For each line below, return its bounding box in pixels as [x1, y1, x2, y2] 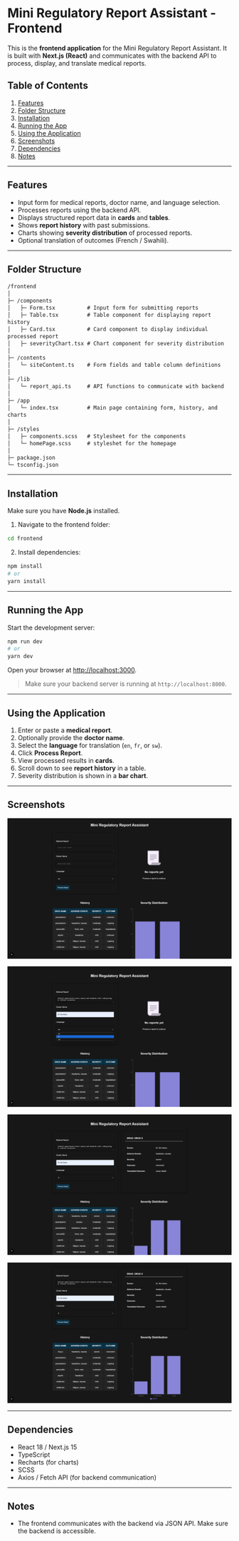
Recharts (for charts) [17, 1457, 80, 1466]
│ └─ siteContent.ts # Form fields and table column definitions [7, 362, 221, 369]
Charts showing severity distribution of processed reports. [17, 228, 193, 237]
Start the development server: [7, 623, 95, 632]
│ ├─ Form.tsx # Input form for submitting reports [7, 305, 199, 312]
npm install [7, 562, 43, 570]
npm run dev [7, 637, 43, 645]
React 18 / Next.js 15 [17, 1443, 78, 1451]
